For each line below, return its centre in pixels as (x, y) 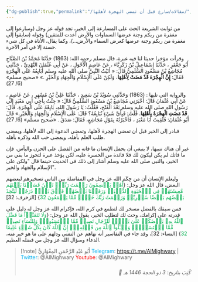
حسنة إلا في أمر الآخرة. (31, 47)
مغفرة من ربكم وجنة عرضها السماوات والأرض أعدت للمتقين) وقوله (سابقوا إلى (92, 34)
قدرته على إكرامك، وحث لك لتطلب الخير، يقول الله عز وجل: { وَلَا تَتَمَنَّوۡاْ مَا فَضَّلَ (93, 215)
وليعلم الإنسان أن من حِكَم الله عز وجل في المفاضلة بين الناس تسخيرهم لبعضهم (92, 178)
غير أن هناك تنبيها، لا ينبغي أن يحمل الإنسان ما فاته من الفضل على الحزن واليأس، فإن (98, 148)
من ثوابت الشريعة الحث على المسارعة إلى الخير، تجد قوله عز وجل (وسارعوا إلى (93, 28)
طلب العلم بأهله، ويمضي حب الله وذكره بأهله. (56, 137)
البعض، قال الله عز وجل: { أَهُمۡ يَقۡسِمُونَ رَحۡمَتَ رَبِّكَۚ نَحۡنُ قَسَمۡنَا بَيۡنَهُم (93, 185)
